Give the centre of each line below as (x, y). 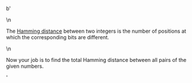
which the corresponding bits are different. (58, 37)
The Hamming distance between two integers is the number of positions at (96, 31)
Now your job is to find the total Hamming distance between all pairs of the (96, 60)
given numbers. (25, 66)
